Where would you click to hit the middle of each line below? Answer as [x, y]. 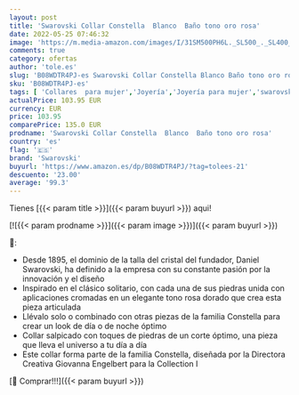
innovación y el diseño [63, 279]
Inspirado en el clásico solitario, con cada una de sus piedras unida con [153, 288]
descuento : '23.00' [45, 174]
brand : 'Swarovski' [45, 158]
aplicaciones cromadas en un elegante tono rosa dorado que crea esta [152, 298]
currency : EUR [36, 109]
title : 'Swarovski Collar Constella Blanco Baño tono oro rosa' [135, 26]
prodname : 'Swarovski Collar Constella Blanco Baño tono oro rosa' [141, 133]
